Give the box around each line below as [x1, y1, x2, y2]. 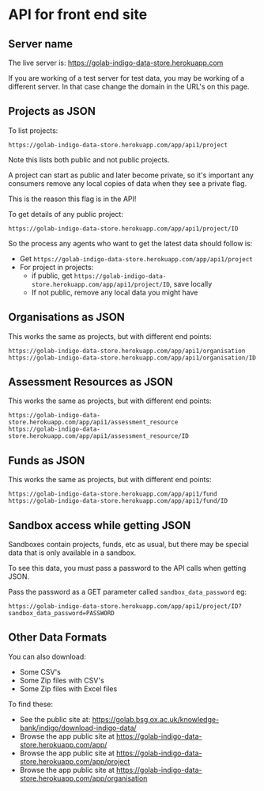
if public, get [31, 271, 73, 280]
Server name [8, 37, 74, 51]
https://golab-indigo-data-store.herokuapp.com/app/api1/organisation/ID [8, 354, 257, 362]
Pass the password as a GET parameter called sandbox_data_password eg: [8, 588, 247, 597]
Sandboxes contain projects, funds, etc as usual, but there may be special [8, 540, 249, 550]
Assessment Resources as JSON [8, 375, 173, 389]
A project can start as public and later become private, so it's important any [8, 170, 255, 180]
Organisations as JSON [8, 310, 125, 324]
